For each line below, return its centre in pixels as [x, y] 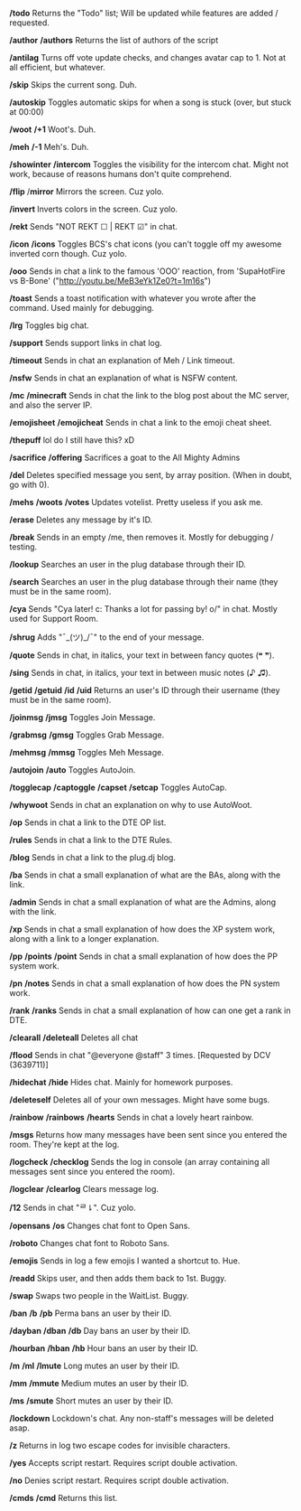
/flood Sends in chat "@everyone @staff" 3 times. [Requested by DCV [140, 1055]
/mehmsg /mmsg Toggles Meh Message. [87, 752]
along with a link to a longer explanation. [84, 939]
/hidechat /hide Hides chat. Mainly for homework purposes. [121, 1082]
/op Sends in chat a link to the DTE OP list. [88, 822]
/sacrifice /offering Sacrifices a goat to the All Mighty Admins [125, 457]
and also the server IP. [51, 405]
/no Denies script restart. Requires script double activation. [119, 1480]
